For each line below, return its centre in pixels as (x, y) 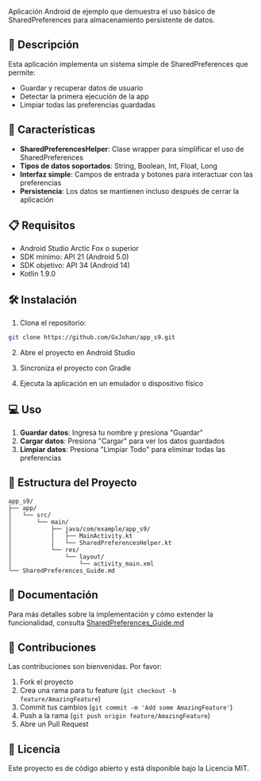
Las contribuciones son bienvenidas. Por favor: (85, 667)
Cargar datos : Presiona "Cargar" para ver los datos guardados (122, 441)
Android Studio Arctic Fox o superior (79, 249)
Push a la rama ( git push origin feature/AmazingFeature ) (115, 716)
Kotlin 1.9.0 (38, 274)
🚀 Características (52, 130)
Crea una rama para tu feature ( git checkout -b (98, 690)
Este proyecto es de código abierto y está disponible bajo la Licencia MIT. (129, 768)
